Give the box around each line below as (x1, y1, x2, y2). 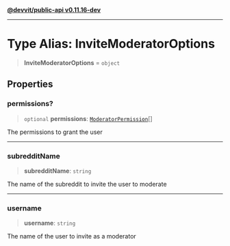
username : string (23, 219, 76, 228)
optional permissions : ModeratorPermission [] (23, 114, 153, 122)
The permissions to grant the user (7, 128, 103, 136)
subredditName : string (23, 167, 92, 175)
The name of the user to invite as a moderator (7, 232, 137, 241)
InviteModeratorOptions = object (23, 58, 120, 67)
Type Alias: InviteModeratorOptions (7, 36, 216, 52)
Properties (7, 79, 53, 90)
